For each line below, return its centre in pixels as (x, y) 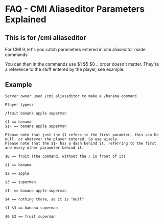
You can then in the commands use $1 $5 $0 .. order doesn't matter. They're (82, 64)
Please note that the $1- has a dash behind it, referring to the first (81, 143)
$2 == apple (17, 173)
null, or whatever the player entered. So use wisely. (62, 139)
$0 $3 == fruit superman (30, 216)
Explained (26, 19)
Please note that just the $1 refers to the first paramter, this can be (82, 135)
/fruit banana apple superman (36, 113)
